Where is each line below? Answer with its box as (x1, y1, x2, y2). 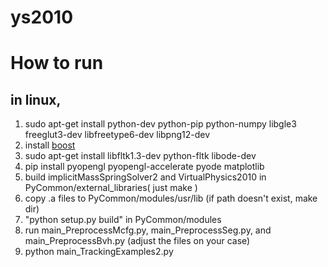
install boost (24, 139, 76, 151)
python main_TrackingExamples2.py (24, 246, 174, 258)
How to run (10, 52, 104, 75)
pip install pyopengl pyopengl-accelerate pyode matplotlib (24, 161, 265, 173)
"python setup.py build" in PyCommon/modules (24, 214, 222, 226)
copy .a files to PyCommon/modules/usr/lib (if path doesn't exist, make (24, 192, 318, 205)
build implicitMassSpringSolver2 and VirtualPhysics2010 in (24, 171, 267, 183)
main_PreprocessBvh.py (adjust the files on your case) (24, 235, 251, 247)
